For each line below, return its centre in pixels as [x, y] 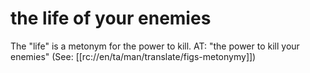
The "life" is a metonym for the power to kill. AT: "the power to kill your [155, 46]
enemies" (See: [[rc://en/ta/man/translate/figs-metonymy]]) [133, 56]
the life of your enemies [111, 18]
